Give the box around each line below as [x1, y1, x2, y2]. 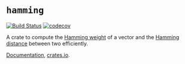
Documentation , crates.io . [6, 51, 70, 58]
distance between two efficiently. [6, 40, 89, 47]
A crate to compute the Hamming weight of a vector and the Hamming [6, 33, 180, 40]
